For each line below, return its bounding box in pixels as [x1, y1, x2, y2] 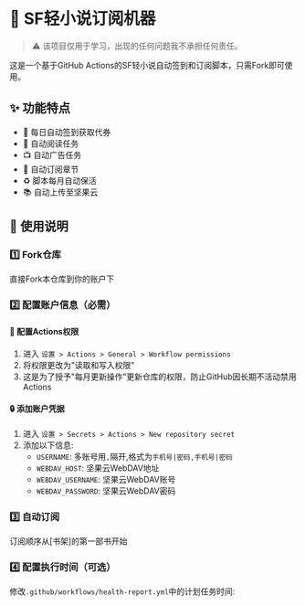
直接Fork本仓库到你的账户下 [9, 273, 115, 284]
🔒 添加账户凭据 [9, 403, 66, 414]
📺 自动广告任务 [22, 149, 82, 160]
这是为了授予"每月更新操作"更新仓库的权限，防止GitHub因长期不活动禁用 [22, 371, 297, 382]
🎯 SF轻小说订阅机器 [9, 8, 156, 29]
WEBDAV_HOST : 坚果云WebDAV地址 [36, 462, 160, 473]
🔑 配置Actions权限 [9, 325, 79, 336]
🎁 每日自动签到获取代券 [22, 126, 111, 137]
